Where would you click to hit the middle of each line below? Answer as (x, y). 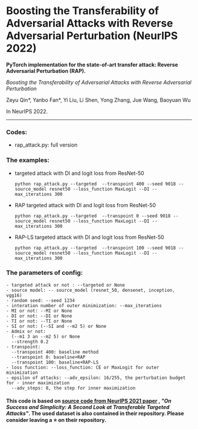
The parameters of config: (44, 273)
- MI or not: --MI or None (39, 311)
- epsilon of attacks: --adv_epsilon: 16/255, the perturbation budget (96, 378)
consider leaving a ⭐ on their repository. (56, 420)
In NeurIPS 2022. (27, 111)
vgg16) (14, 295)
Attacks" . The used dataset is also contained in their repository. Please (95, 414)
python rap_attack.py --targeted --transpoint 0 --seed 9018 (93, 216)
